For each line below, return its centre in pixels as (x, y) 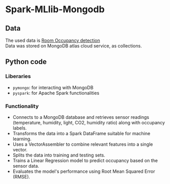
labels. (20, 128)
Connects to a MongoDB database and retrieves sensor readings (81, 117)
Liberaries (18, 76)
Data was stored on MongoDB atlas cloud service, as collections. (74, 46)
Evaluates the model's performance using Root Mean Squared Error (84, 171)
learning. (22, 139)
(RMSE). (21, 176)
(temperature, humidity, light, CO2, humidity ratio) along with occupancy (89, 122)
